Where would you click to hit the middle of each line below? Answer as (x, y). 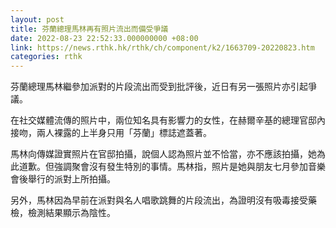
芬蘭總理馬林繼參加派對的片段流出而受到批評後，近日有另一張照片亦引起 (159, 87)
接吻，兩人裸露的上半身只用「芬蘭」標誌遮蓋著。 (111, 133)
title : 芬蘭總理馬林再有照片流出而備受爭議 (89, 29)
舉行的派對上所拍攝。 (71, 179)
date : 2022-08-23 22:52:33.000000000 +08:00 (104, 38)
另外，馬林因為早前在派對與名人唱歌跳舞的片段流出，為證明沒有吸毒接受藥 (163, 200)
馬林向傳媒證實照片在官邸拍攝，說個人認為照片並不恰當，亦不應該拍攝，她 (163, 154)
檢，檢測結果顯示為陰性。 (63, 213)
